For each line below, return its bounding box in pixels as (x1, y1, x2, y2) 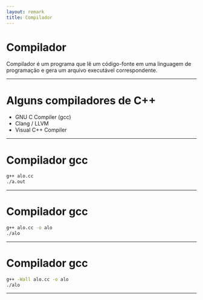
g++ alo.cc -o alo (6, 225, 53, 231)
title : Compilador (6, 14, 53, 21)
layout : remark (6, 8, 45, 15)
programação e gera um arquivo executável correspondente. (6, 67, 158, 74)
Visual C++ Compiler (14, 126, 68, 133)
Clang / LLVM (14, 120, 50, 127)
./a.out (6, 179, 26, 185)
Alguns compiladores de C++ (6, 94, 156, 107)
